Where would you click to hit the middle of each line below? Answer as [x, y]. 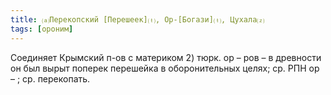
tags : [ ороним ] [42, 29]
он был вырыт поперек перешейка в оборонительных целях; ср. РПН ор [165, 68]
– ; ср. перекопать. [50, 78]
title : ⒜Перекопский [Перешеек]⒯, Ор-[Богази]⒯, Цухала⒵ [137, 19]
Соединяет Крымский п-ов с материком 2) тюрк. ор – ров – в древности [166, 57]
